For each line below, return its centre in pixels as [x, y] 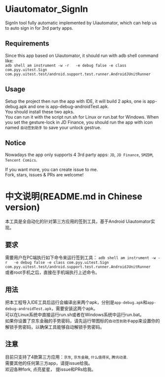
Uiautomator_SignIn [47, 9]
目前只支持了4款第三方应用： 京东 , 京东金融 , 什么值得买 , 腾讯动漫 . [66, 357]
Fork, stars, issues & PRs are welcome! [44, 175]
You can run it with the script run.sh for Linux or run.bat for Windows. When [82, 117]
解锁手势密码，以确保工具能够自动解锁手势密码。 [55, 327]
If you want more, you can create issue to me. [51, 169]
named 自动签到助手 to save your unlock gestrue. [53, 127]
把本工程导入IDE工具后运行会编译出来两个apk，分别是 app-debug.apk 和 [76, 302]
